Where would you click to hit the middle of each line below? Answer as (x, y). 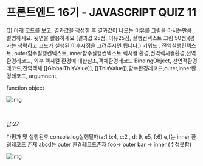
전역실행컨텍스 (179, 45)
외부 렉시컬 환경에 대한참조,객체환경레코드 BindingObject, (102, 61)
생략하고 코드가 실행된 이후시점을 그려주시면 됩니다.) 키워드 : (89, 45)
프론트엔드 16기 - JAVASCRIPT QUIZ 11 (101, 12)
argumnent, (43, 76)
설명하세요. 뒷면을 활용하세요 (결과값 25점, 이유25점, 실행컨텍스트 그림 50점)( (98, 38)
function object (25, 88)
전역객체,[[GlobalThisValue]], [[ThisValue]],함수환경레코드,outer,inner (107, 68)
